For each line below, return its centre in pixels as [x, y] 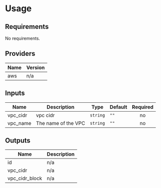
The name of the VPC [60, 123]
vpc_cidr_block [25, 178]
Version [35, 68]
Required [143, 107]
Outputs [18, 141]
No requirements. [23, 38]
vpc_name [20, 123]
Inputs [15, 93]
